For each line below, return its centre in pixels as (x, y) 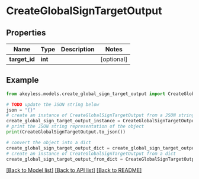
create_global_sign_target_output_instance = (63, 121)
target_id (22, 59)
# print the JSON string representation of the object (75, 126)
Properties (26, 33)
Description (78, 49)
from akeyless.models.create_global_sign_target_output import (86, 94)
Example (23, 80)
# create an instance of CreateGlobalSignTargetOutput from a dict (91, 154)
